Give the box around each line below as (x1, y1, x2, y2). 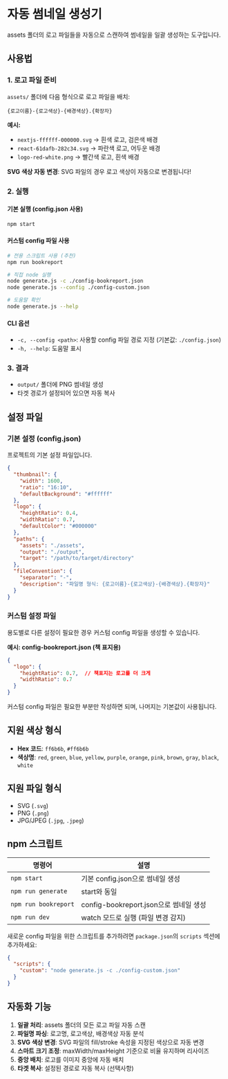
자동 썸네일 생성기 (7, 6, 102, 22)
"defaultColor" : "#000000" (19, 523, 97, 530)
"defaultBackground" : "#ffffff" (19, 490, 113, 498)
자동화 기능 (7, 1001, 52, 1012)
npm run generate (10, 887, 68, 895)
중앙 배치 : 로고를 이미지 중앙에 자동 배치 (17, 1055, 124, 1064)
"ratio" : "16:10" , (19, 484, 73, 491)
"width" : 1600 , (19, 477, 64, 484)
